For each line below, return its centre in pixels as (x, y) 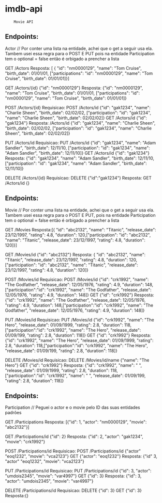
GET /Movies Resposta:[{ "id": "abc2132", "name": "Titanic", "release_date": (81, 229)
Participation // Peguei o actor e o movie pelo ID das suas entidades (73, 407)
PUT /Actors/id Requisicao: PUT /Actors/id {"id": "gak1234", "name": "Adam (81, 143)
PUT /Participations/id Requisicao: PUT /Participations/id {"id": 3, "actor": (78, 471)
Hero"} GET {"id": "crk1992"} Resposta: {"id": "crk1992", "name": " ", (74, 365)
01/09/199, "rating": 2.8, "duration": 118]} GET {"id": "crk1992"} (68, 335)
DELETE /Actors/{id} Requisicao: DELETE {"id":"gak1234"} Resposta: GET (78, 178)
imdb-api (24, 9)
